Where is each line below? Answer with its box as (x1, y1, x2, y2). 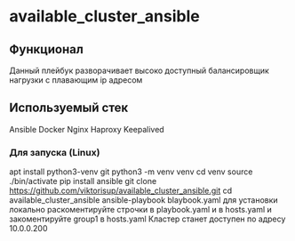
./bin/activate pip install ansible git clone (9, 176, 157, 187)
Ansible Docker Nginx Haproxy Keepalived (9, 124, 164, 134)
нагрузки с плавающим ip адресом (9, 75, 143, 85)
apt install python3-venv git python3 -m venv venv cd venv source (9, 166, 253, 177)
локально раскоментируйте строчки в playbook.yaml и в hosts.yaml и (9, 205, 273, 215)
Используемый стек (9, 100, 129, 116)
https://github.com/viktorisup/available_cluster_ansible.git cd (9, 185, 233, 197)
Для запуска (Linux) (9, 146, 100, 158)
